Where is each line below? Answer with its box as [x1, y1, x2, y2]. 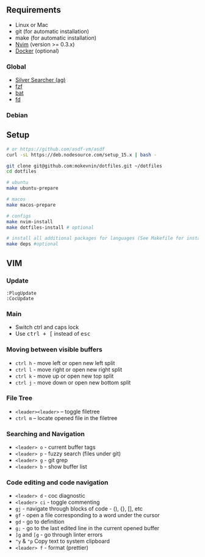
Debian [6, 111, 28, 120]
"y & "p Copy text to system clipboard [15, 537, 110, 545]
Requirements [6, 5, 61, 15]
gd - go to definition [15, 518, 65, 525]
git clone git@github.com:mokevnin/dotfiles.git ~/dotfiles [6, 163, 163, 169]
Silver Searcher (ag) [15, 76, 66, 84]
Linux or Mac [15, 21, 49, 28]
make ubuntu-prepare [6, 185, 59, 191]
